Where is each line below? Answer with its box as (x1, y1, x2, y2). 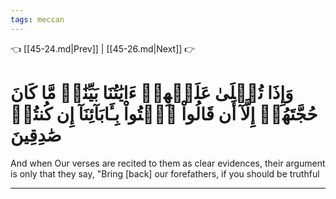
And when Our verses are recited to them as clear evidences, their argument (10, 157, 326, 169)
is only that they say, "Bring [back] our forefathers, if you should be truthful (10, 167, 320, 180)
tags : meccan (10, 14, 65, 25)
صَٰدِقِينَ (10, 124, 62, 146)
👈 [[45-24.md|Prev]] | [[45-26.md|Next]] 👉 (10, 42, 196, 55)
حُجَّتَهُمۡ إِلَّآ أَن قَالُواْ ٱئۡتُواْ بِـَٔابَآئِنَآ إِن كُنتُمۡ (10, 102, 318, 125)
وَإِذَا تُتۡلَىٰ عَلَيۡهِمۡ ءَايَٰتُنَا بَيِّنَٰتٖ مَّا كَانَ (10, 81, 294, 104)
